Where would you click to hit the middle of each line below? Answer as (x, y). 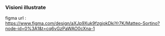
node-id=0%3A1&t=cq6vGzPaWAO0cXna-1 (50, 29)
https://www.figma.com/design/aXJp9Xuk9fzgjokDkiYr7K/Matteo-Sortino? (82, 23)
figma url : (16, 18)
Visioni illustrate (26, 7)
